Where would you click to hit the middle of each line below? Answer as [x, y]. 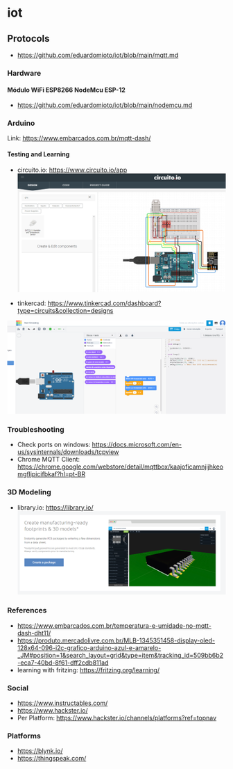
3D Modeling [29, 492]
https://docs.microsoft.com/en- [137, 445]
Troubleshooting [36, 430]
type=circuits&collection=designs [65, 311]
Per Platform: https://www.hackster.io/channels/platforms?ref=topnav [117, 718]
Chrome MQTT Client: [49, 460]
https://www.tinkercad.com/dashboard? [104, 303]
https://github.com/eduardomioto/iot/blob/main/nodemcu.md [105, 105]
